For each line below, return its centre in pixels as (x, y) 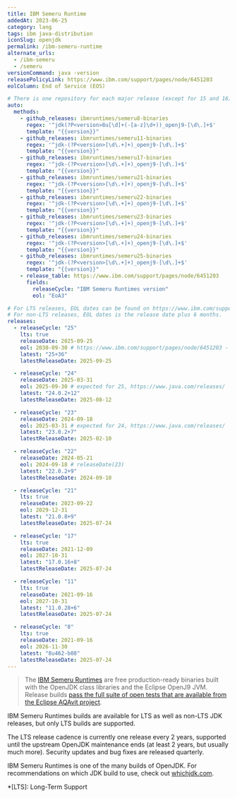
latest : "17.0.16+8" (50, 562)
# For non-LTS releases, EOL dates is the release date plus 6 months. (115, 315)
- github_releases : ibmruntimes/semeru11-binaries (96, 138)
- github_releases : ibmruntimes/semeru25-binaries (96, 256)
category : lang (30, 27)
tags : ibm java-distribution (50, 34)
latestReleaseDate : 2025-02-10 (66, 439)
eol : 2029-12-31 (44, 510)
